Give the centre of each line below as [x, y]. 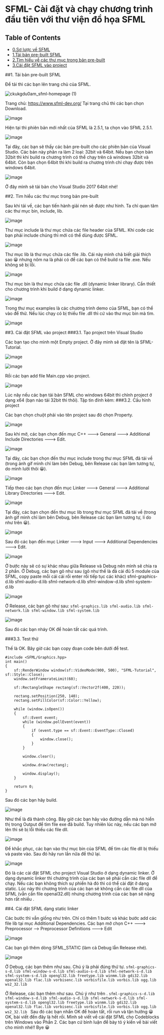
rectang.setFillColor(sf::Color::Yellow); [58, 700]
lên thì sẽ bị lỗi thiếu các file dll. [37, 830]
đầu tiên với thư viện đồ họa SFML [75, 19]
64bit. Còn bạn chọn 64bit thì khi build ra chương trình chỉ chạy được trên [79, 162]
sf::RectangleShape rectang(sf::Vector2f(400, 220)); [70, 688]
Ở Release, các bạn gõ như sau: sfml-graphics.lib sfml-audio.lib [73, 606]
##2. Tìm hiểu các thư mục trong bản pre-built [52, 196]
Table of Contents [33, 38]
